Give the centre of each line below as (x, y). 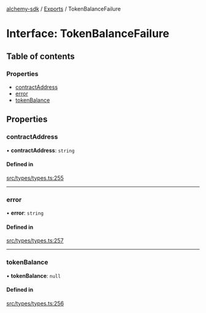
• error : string (25, 213)
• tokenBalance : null (34, 276)
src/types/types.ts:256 (35, 303)
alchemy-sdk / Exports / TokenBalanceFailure (64, 9)
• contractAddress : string (40, 150)
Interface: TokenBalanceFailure (88, 34)
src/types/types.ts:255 (35, 178)
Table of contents (40, 56)
